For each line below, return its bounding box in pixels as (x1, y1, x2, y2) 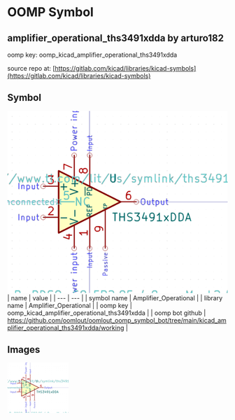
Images (7, 344, 41, 356)
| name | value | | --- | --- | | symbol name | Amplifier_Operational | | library (7, 293, 223, 302)
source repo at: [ (7, 64, 55, 72)
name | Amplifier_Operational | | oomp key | (7, 301, 133, 309)
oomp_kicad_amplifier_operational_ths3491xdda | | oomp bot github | (7, 309, 206, 317)
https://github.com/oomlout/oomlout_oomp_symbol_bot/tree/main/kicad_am (7, 316, 227, 324)
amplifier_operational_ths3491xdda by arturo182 (7, 32, 224, 44)
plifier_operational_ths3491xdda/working (7, 323, 124, 332)
